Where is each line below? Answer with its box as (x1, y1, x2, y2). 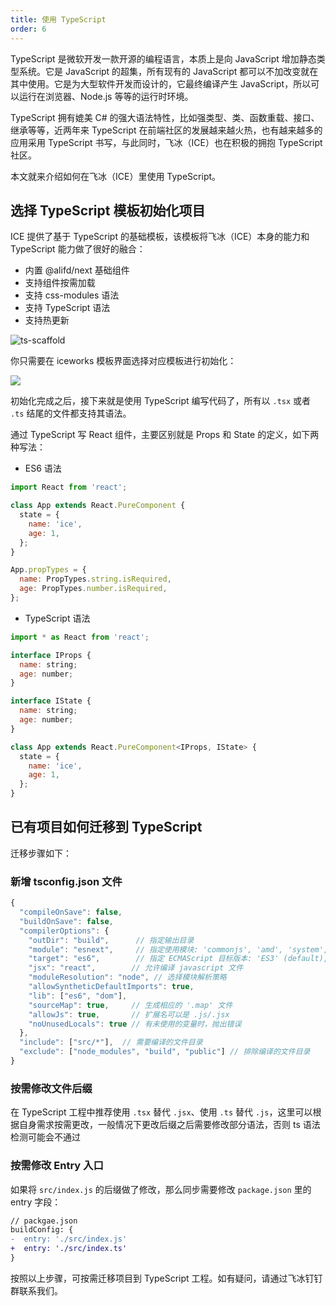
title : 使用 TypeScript (10, 14, 107, 25)
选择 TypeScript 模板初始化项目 (10, 202, 206, 219)
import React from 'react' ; (10, 482, 128, 493)
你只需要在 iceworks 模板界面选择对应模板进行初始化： (10, 355, 237, 367)
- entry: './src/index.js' (10, 1234, 128, 1245)
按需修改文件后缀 (10, 1081, 93, 1095)
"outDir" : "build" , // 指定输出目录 (28, 935, 195, 945)
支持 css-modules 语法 (24, 289, 120, 301)
